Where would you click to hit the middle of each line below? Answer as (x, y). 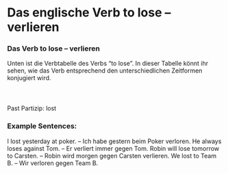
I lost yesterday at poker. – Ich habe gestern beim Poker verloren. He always (114, 141)
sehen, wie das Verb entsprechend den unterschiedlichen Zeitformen (105, 71)
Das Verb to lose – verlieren (54, 49)
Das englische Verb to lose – (89, 13)
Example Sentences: (42, 126)
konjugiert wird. (29, 78)
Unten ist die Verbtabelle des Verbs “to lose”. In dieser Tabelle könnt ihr (108, 64)
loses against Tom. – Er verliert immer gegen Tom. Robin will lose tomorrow (113, 148)
